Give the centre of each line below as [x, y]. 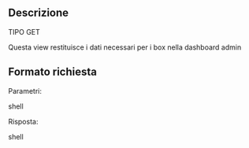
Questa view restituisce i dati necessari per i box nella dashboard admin [125, 47]
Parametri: [25, 91]
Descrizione [39, 13]
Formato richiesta [52, 72]
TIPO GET [24, 31]
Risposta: [23, 121]
